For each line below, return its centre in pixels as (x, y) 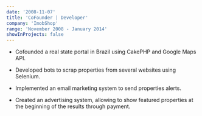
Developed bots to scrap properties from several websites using (96, 70)
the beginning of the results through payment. (73, 106)
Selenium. (28, 77)
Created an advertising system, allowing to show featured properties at (104, 100)
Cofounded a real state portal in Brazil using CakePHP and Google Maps (106, 52)
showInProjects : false (35, 35)
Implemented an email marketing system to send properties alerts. (98, 88)
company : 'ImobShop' (33, 23)
